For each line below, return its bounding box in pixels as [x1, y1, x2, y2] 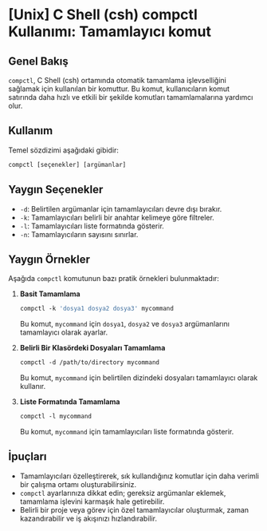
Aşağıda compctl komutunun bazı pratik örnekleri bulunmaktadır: [8, 274, 219, 283]
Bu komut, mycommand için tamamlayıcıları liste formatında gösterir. [19, 426, 234, 436]
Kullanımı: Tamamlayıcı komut [8, 22, 211, 41]
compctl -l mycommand [19, 413, 92, 421]
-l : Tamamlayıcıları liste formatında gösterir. [19, 221, 165, 231]
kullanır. [19, 382, 46, 391]
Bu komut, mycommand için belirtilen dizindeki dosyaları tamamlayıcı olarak [19, 373, 258, 382]
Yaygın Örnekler [8, 252, 90, 266]
